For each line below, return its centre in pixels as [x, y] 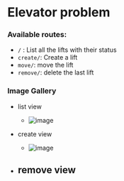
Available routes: [37, 35]
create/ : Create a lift [47, 57]
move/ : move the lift [45, 65]
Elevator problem [59, 12]
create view [35, 134]
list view [30, 106]
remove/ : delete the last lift [56, 72]
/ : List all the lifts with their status [67, 50]
